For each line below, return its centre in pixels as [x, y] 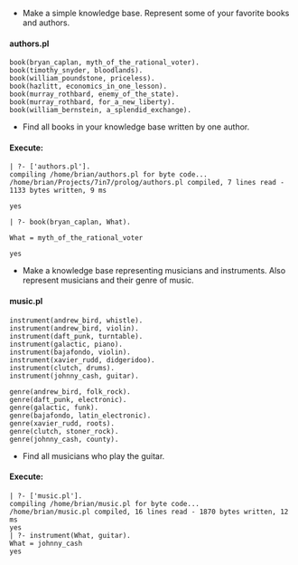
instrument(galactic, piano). [66, 344]
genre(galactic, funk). [54, 407]
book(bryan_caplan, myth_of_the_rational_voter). [105, 62]
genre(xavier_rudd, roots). [62, 423]
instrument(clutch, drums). [62, 368]
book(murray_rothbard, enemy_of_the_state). [94, 94]
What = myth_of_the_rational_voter [76, 238]
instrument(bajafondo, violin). [70, 352]
